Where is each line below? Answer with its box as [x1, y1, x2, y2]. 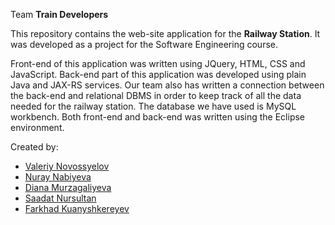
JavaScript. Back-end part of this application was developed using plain [10, 69, 307, 80]
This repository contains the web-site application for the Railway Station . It [10, 28, 321, 39]
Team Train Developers [10, 9, 109, 20]
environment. [10, 122, 65, 133]
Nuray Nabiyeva [24, 171, 92, 183]
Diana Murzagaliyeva [24, 182, 112, 193]
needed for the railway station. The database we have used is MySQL [10, 100, 297, 112]
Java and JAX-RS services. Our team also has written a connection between [10, 79, 325, 91]
